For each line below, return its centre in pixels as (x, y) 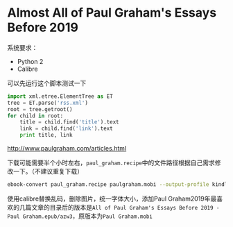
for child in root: (35, 116)
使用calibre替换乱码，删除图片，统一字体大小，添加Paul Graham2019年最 (112, 199)
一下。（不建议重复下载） (48, 171)
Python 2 (30, 61)
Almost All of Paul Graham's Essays (112, 13)
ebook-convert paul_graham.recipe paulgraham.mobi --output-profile (108, 185)
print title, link (46, 135)
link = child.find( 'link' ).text (66, 129)
